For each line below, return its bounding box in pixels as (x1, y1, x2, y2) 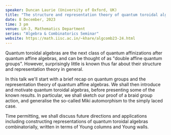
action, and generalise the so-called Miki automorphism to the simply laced (5, 97, 163, 103)
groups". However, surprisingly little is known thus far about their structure (5, 61, 162, 67)
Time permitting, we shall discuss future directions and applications (5, 113, 147, 119)
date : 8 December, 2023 (5, 17, 56, 22)
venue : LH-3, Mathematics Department (5, 26, 85, 32)
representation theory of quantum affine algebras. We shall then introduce (5, 81, 161, 87)
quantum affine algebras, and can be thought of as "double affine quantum (5, 55, 162, 61)
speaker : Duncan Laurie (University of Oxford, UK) (5, 7, 117, 13)
